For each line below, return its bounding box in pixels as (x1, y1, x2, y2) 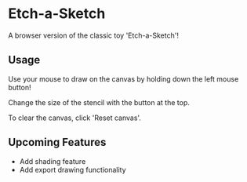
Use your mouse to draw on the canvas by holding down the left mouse (8, 74, 239, 83)
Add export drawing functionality (19, 165, 127, 174)
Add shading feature (19, 156, 86, 166)
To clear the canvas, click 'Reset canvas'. (8, 113, 141, 122)
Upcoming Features (8, 136, 107, 149)
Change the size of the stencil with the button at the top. (8, 97, 191, 107)
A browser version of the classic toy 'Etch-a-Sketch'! (8, 31, 179, 40)
